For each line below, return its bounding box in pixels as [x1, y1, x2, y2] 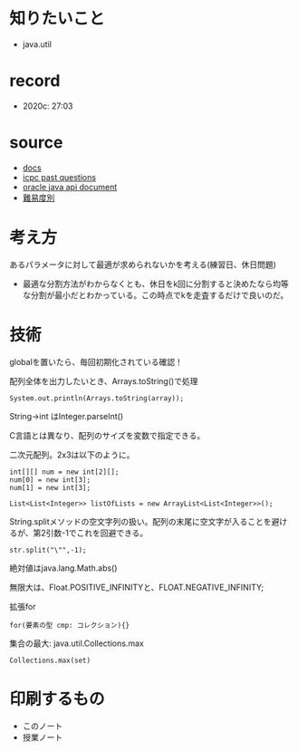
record [9, 71, 61, 91]
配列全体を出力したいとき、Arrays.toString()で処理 [9, 375, 198, 386]
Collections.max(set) [9, 656, 91, 665]
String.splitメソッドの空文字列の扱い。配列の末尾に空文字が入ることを [9, 515, 272, 526]
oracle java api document [22, 181, 118, 192]
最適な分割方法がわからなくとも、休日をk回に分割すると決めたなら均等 [22, 278, 290, 289]
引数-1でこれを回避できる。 [45, 527, 149, 538]
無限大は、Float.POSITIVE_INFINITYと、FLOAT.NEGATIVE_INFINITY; [9, 582, 264, 592]
